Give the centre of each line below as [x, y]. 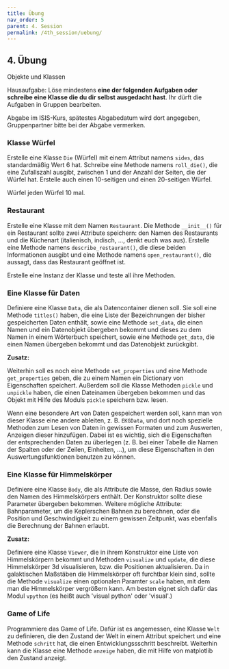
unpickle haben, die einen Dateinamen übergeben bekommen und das [106, 392]
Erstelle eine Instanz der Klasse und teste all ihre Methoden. [91, 275]
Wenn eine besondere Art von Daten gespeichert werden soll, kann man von [114, 413]
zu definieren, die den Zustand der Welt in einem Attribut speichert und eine [114, 636]
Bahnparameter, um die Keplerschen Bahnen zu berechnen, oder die [104, 512]
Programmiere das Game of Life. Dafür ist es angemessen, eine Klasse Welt [113, 629]
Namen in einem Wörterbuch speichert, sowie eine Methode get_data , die [111, 337]
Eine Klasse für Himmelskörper [60, 475]
